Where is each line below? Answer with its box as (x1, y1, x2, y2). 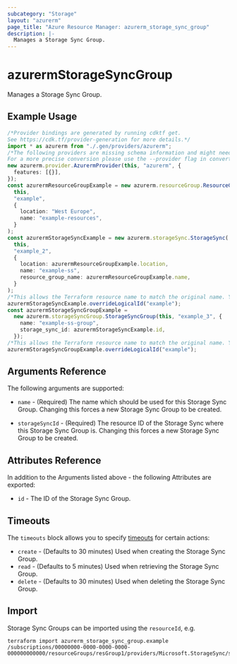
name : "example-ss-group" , (20, 320, 99, 327)
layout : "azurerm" (7, 17, 61, 24)
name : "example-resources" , (20, 215, 102, 222)
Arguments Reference (7, 366, 107, 378)
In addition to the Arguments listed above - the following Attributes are (7, 473, 212, 482)
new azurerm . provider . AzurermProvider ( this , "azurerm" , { (7, 162, 181, 169)
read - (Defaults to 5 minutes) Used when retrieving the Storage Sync (17, 562, 219, 571)
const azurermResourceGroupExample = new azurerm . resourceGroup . (7, 181, 203, 189)
